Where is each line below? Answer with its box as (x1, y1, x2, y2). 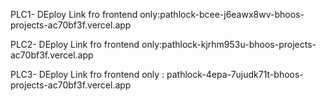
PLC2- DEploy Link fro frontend (10, 39, 140, 50)
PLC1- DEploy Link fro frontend (10, 9, 138, 20)
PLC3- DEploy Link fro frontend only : (10, 69, 165, 80)
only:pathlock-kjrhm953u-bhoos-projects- (141, 39, 317, 50)
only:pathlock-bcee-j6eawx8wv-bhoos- (139, 9, 305, 20)
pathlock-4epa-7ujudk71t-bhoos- (166, 69, 304, 80)
